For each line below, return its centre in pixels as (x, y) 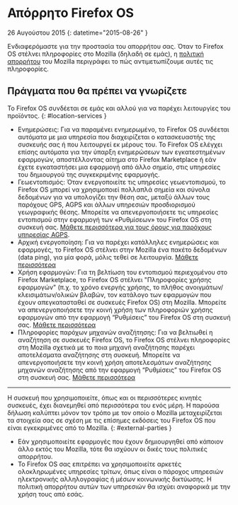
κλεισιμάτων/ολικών (48, 294)
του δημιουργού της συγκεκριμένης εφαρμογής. (89, 174)
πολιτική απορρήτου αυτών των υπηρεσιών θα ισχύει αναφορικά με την (124, 487)
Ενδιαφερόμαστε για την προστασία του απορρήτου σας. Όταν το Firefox (115, 46)
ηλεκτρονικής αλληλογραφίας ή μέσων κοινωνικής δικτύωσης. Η (114, 479)
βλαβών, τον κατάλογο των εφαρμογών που (146, 294)
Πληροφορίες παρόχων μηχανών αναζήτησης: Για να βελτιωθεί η (115, 332)
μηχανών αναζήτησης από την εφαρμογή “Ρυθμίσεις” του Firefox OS (119, 370)
